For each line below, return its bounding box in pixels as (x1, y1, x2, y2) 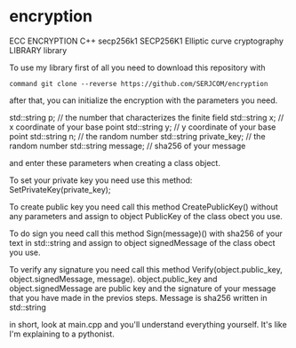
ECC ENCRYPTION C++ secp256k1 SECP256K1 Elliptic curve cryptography (9, 36, 284, 46)
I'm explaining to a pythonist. (9, 328, 116, 339)
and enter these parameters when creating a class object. (9, 157, 220, 168)
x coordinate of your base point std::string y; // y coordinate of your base (9, 122, 276, 132)
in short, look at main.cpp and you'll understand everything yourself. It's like (9, 319, 287, 329)
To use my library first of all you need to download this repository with (9, 62, 266, 73)
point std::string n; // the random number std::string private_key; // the (9, 130, 266, 141)
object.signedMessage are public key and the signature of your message (9, 282, 276, 294)
